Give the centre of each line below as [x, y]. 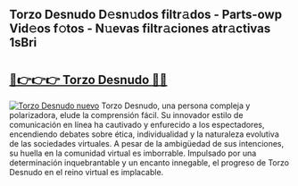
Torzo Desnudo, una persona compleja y [176, 106]
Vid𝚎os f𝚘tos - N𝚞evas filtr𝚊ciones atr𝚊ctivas [140, 29]
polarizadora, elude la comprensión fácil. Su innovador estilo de [126, 115]
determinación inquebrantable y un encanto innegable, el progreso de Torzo [149, 163]
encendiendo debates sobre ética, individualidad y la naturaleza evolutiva [144, 134]
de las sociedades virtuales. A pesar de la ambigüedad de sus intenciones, [147, 144]
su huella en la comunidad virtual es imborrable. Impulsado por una [133, 153]
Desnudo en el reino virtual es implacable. [87, 172]
